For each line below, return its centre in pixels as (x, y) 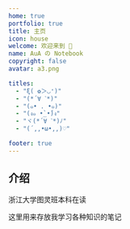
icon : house (28, 39)
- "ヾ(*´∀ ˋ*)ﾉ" (41, 121)
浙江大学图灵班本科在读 (47, 199)
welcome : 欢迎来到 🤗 (40, 46)
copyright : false (38, 62)
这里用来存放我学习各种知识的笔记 (65, 217)
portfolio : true (36, 24)
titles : (21, 83)
